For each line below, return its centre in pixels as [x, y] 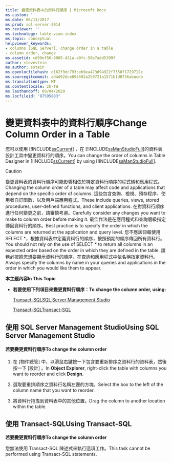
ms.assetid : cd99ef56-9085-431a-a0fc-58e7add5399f [60, 58]
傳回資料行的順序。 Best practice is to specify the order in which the [77, 226]
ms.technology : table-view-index [41, 34]
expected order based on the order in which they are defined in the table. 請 [85, 251]
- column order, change [31, 53]
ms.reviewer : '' [23, 29]
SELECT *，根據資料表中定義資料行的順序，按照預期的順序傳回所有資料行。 [85, 239]
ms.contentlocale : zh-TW [32, 86]
